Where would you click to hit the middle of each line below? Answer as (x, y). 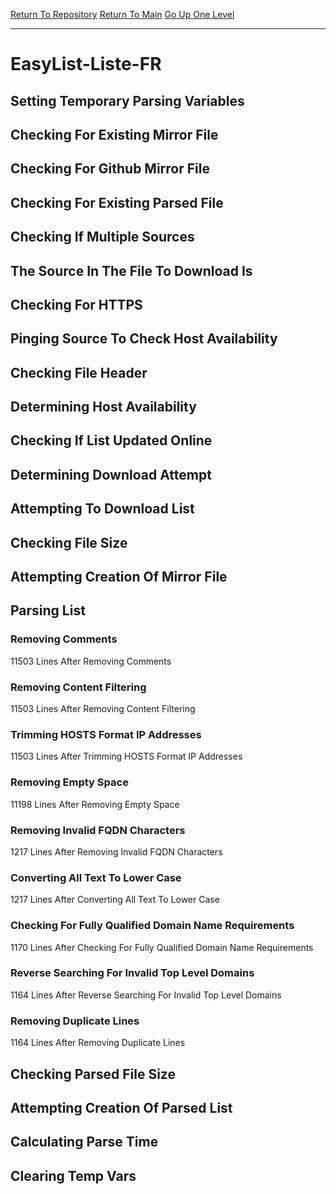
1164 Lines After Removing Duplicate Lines (98, 1043)
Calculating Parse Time (84, 1142)
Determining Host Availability (103, 407)
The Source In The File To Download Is (131, 270)
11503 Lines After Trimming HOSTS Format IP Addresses (126, 756)
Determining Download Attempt (111, 474)
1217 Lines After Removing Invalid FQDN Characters (116, 851)
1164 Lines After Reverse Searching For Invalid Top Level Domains (146, 995)
